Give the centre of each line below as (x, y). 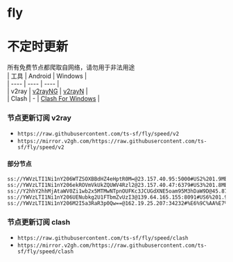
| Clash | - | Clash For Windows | (54, 99)
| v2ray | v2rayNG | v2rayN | (48, 91)
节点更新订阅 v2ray (39, 118)
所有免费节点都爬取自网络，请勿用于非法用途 (71, 67)
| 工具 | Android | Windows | (47, 76)
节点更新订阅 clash (39, 222)
